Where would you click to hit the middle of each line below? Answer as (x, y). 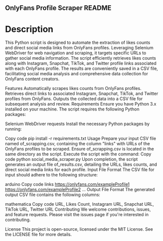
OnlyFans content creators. (32, 79)
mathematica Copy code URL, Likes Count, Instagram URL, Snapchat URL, (80, 204)
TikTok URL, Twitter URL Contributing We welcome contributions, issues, (78, 209)
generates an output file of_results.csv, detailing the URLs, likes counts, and (81, 164)
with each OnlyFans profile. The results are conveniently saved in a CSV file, (81, 68)
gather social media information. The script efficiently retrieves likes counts (81, 58)
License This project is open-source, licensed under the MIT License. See (79, 229)
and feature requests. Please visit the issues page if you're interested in (77, 215)
